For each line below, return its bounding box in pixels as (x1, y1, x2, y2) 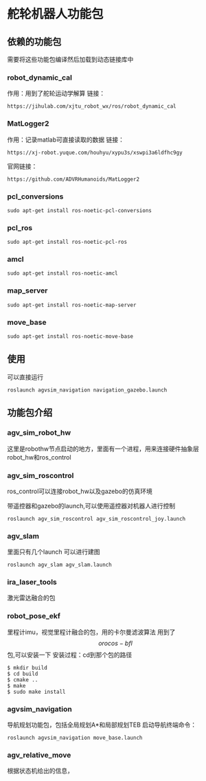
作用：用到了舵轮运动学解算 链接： (7, 89, 105, 98)
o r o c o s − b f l (98, 639, 133, 647)
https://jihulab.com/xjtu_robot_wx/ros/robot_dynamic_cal (7, 103, 176, 110)
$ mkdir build (7, 664, 48, 671)
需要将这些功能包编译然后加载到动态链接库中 (7, 56, 134, 63)
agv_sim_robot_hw (7, 428, 71, 438)
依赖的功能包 (7, 36, 62, 47)
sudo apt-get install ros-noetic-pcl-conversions (7, 207, 152, 214)
